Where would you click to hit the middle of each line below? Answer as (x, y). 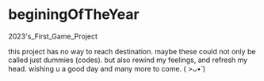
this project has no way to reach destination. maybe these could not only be (132, 51)
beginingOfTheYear (74, 15)
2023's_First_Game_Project (53, 36)
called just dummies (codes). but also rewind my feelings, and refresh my (128, 60)
